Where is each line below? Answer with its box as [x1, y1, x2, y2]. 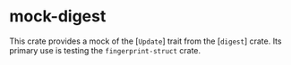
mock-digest [9, 6, 107, 27]
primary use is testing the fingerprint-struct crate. [9, 45, 201, 55]
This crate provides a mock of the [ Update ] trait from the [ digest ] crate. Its [9, 36, 282, 46]
